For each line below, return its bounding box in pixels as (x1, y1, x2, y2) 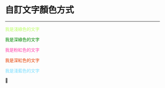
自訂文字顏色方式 (5, 4, 75, 16)
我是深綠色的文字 (5, 36, 40, 42)
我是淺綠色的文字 (5, 26, 40, 32)
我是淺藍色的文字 (5, 67, 40, 73)
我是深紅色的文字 (5, 57, 40, 63)
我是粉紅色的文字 (5, 47, 40, 53)
